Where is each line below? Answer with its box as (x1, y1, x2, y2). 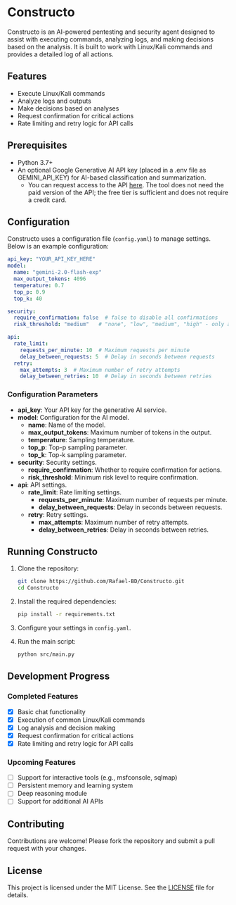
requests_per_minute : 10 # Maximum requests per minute (20, 347, 190, 354)
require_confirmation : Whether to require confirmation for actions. (27, 466, 223, 474)
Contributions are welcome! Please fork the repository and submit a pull (7, 837, 216, 845)
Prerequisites (7, 139, 67, 151)
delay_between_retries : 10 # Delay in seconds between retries (20, 373, 212, 380)
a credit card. (27, 195, 67, 204)
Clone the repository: (17, 564, 79, 573)
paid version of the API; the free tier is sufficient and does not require (27, 188, 229, 196)
